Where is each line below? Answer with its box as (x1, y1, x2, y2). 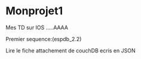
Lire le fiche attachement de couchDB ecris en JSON (5, 46, 136, 54)
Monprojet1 (5, 4, 63, 18)
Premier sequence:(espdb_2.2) (5, 35, 82, 42)
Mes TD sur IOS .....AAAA (5, 24, 68, 31)
